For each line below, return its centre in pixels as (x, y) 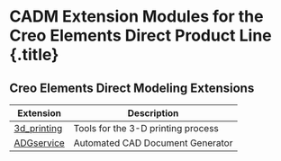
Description (153, 113)
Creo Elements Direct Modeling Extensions (132, 88)
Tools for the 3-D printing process (146, 128)
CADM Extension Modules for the (136, 17)
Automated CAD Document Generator (153, 143)
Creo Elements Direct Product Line (140, 36)
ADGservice (39, 143)
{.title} (34, 55)
